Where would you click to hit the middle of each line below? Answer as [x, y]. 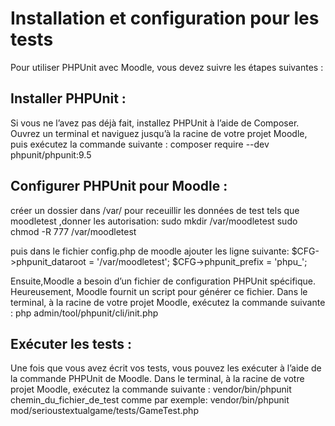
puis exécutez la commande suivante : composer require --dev [140, 144]
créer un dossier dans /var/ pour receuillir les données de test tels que [155, 210]
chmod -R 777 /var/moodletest [73, 231]
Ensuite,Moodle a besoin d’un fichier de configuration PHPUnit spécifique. [163, 281]
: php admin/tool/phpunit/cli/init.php [84, 313]
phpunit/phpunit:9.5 [51, 154]
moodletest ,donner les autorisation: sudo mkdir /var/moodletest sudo [154, 221]
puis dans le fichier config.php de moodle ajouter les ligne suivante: [150, 251]
